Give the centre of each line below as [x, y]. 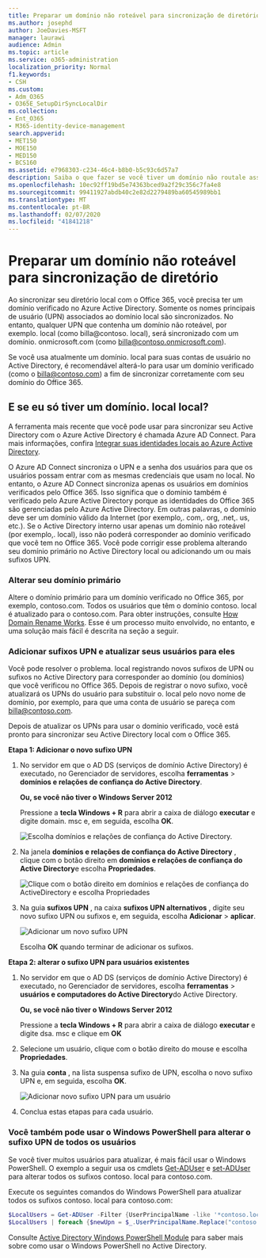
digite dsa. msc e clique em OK [70, 1034]
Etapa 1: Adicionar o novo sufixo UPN [70, 750]
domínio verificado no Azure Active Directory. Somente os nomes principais [132, 308]
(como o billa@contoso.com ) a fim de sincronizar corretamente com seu [126, 374]
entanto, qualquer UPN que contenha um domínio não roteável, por [118, 325]
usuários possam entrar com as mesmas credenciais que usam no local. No [132, 475]
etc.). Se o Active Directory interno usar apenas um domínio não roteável [127, 526]
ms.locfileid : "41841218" [51, 222]
